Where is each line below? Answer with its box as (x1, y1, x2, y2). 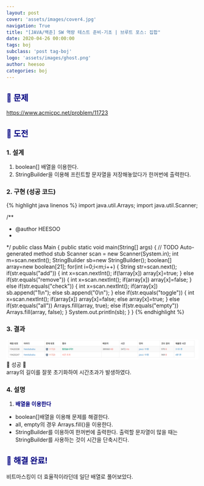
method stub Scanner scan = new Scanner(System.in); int (33, 250, 179, 257)
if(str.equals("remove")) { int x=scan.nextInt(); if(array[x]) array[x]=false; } (6, 276, 192, 284)
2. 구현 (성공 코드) (6, 187, 56, 196)
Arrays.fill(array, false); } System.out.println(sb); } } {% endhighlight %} (6, 309, 185, 316)
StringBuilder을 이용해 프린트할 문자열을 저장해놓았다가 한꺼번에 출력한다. (15, 171, 191, 178)
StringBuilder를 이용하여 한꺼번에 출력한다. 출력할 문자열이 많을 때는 (15, 429, 178, 436)
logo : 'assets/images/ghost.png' (6, 55, 91, 61)
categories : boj (6, 68, 47, 74)
